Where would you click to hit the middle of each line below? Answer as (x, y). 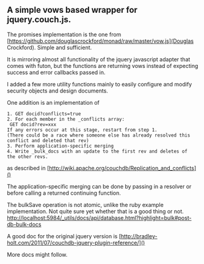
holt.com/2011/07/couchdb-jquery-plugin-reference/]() (76, 243)
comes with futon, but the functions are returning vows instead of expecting (103, 66)
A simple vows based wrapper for (72, 10)
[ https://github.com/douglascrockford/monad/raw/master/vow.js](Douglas (100, 41)
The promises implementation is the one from (64, 34)
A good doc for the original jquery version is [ (64, 236)
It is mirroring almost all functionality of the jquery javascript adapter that (99, 59)
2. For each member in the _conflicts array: (66, 119)
